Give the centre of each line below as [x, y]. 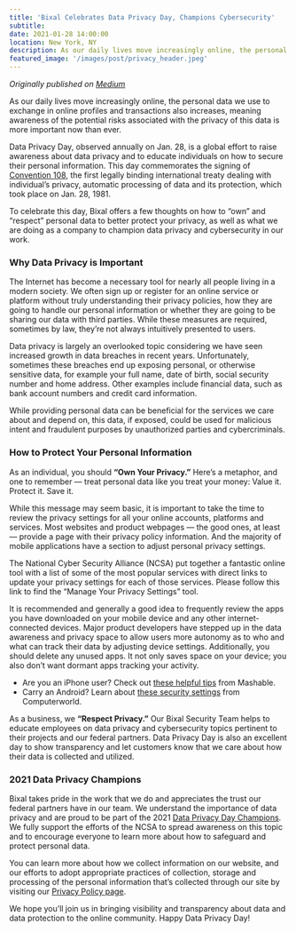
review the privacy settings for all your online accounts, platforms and [136, 517]
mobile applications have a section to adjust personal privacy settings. [137, 546]
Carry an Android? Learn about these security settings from [131, 692]
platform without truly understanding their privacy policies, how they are [141, 301]
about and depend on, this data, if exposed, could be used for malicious [140, 420]
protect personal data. [50, 846]
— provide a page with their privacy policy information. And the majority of [145, 536]
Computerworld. [52, 701]
